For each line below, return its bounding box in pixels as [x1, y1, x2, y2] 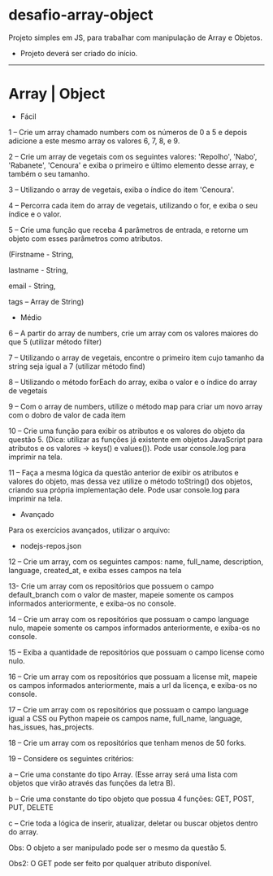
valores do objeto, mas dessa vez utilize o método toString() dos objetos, [8, 476, 253, 486]
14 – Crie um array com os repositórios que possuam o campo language [8, 614, 249, 624]
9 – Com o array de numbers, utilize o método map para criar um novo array [8, 401, 262, 411]
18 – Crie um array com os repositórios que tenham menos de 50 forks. [8, 738, 246, 747]
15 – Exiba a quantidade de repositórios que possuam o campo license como [8, 647, 265, 657]
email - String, [8, 281, 56, 291]
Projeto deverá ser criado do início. [19, 48, 138, 58]
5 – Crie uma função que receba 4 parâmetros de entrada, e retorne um [8, 225, 249, 234]
